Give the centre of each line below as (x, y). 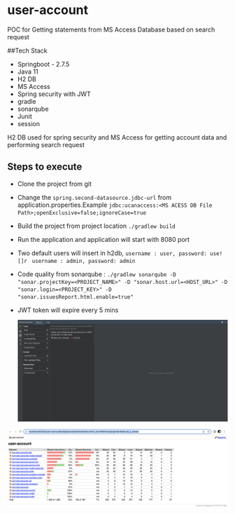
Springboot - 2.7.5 (43, 64)
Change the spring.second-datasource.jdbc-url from (94, 197)
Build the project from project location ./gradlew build (97, 226)
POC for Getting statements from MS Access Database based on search (111, 29)
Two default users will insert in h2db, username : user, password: (112, 253)
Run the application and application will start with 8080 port (104, 239)
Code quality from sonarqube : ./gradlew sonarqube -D (97, 274)
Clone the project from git (55, 184)
